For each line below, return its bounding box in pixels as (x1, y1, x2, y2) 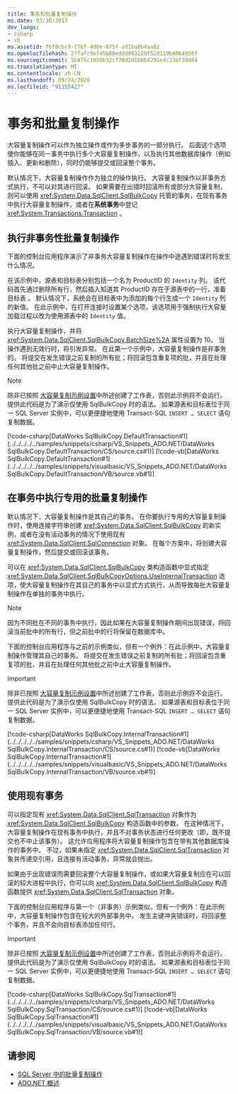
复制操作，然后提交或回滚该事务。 (13, 548, 113, 556)
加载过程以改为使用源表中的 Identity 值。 (7, 312, 130, 320)
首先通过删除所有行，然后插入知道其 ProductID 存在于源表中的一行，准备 (13, 285, 227, 293)
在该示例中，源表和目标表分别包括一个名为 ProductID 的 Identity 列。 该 (7, 276, 220, 284)
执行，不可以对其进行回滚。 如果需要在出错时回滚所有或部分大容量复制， (13, 183, 227, 191)
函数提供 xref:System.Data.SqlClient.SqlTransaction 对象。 (7, 887, 178, 896)
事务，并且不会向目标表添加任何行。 (13, 920, 119, 928)
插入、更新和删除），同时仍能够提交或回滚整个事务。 (7, 158, 159, 167)
